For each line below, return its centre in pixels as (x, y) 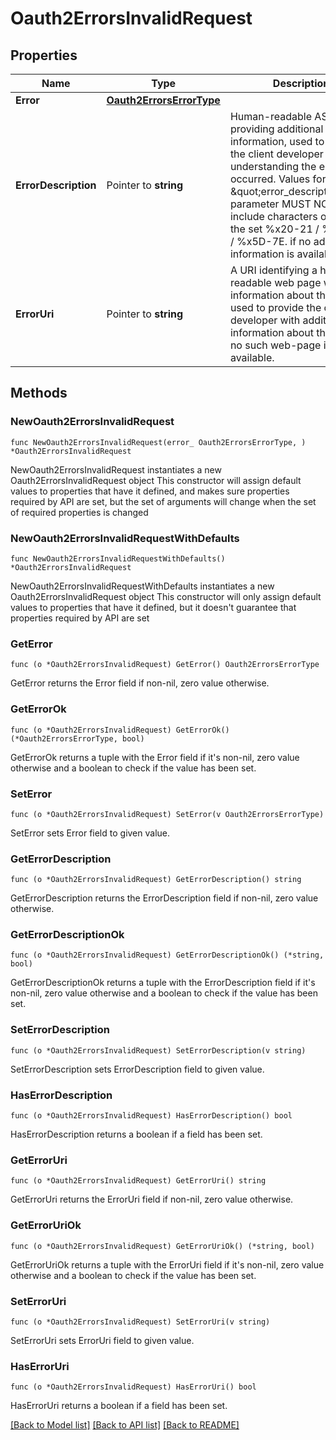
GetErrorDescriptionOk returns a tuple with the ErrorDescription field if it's (163, 983)
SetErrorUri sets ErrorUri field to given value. (102, 1340)
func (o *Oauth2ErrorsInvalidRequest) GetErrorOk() (120, 730)
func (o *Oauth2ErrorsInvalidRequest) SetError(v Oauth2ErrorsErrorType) (167, 814)
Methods (39, 393)
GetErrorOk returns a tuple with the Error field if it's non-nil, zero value (155, 757)
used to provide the (275, 307)
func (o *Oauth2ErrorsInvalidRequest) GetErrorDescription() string (156, 880)
